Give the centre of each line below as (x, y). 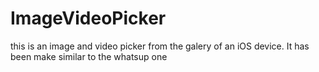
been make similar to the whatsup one (89, 56)
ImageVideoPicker (88, 18)
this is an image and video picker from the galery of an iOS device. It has (160, 46)
